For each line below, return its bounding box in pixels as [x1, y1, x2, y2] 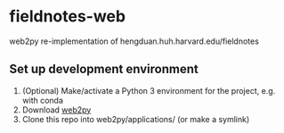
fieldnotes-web [9, 6, 126, 27]
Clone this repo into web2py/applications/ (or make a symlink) [21, 113, 250, 124]
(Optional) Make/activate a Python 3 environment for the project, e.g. [21, 85, 276, 96]
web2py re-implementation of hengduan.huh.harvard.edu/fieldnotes [9, 36, 260, 46]
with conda [21, 95, 64, 105]
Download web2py [21, 104, 92, 115]
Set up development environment [9, 62, 199, 77]
